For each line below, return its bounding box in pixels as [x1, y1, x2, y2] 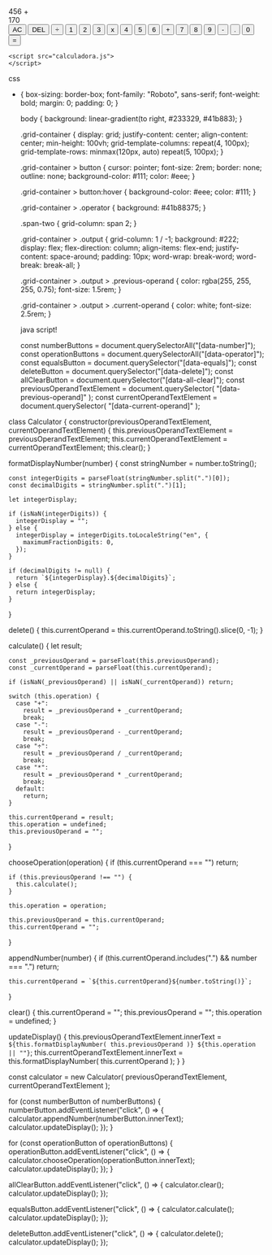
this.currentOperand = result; [8, 813, 114, 821]
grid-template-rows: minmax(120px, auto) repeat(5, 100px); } [19, 147, 224, 157]
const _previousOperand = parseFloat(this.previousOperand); [8, 657, 220, 665]
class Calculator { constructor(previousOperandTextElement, [8, 417, 213, 427]
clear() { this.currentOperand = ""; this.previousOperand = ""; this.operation [8, 1008, 262, 1018]
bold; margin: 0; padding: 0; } [19, 98, 119, 108]
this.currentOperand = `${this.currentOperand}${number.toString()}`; [8, 978, 253, 986]
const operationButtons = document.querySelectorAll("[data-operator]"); [19, 349, 265, 360]
